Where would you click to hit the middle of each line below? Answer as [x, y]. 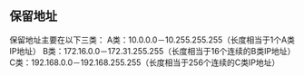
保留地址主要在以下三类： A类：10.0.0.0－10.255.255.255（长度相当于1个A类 [152, 40]
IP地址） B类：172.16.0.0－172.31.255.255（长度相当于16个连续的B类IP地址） [152, 51]
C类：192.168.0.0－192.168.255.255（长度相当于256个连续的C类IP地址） [145, 62]
